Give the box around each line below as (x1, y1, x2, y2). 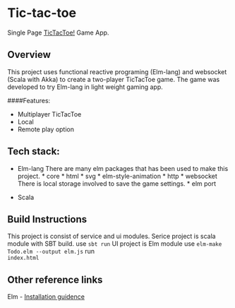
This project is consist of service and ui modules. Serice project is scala (7, 232, 217, 241)
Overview (7, 49, 52, 61)
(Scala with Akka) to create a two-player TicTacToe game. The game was (7, 75, 220, 83)
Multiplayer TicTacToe (17, 109, 82, 118)
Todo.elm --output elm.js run (7, 247, 95, 256)
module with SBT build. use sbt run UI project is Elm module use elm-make (7, 239, 222, 248)
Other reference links (7, 273, 103, 285)
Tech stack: (7, 146, 60, 158)
